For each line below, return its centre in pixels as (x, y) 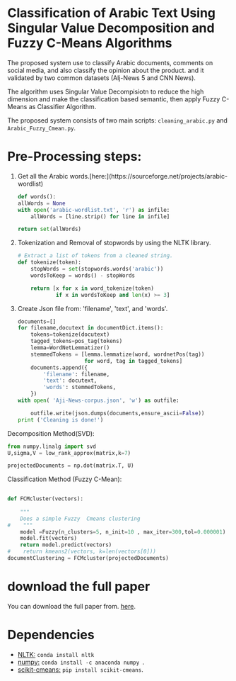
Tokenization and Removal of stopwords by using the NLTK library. (114, 243)
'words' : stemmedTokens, (80, 388)
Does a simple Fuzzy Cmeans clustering (80, 519)
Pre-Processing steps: (75, 157)
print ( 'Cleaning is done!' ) (60, 420)
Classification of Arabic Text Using (112, 13)
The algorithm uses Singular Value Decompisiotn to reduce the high (106, 91)
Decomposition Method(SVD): (51, 433)
